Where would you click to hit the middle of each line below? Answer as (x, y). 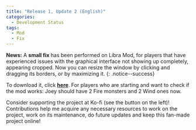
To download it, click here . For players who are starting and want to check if (98, 85)
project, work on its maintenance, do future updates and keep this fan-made (98, 115)
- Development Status (38, 22)
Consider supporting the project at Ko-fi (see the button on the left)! (88, 102)
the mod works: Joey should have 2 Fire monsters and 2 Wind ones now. (94, 91)
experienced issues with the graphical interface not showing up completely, (97, 61)
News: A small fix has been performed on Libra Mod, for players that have (96, 55)
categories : (20, 17)
